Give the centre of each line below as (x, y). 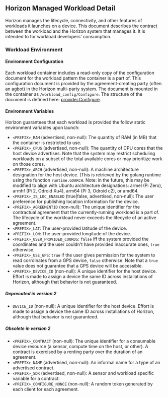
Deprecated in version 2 (31, 293)
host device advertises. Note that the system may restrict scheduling (84, 154)
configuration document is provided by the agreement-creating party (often (83, 83)
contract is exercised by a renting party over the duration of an (77, 352)
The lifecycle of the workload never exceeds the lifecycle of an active (85, 218)
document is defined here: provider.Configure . (53, 99)
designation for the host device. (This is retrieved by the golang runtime (87, 175)
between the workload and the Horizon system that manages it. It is (75, 31)
